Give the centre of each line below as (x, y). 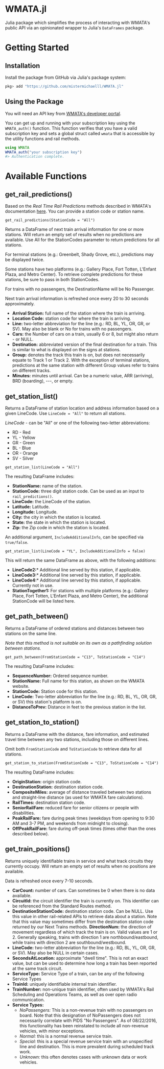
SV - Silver (23, 459)
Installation (23, 65)
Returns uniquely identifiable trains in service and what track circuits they (79, 861)
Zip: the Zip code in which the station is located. (61, 528)
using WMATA (17, 147)
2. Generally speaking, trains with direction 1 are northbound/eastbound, (85, 937)
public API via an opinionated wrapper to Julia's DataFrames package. (75, 27)
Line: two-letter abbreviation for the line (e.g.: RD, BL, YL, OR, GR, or (81, 324)
